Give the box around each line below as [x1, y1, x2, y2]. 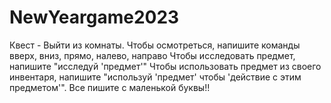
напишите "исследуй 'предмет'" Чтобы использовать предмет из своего [9, 60, 322, 72]
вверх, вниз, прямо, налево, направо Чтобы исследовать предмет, [9, 49, 296, 61]
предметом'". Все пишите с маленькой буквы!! [9, 81, 211, 93]
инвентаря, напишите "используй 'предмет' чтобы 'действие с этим [9, 71, 302, 83]
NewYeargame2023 [9, 6, 180, 29]
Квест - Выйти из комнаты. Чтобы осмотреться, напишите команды [9, 39, 301, 51]
